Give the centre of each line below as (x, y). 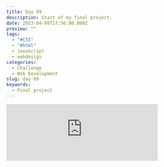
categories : (21, 62)
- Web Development (35, 74)
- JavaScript (28, 51)
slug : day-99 (23, 79)
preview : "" (21, 29)
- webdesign (27, 57)
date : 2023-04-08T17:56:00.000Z (47, 23)
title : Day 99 (24, 12)
